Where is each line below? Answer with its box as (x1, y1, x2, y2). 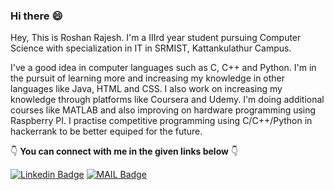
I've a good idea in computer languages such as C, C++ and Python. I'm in (10, 62, 317, 74)
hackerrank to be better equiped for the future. (10, 125, 203, 138)
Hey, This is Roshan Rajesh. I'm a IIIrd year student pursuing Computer (10, 32, 302, 44)
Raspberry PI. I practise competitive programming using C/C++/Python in (10, 115, 313, 127)
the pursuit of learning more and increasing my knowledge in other (10, 72, 286, 84)
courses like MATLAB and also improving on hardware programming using (10, 104, 317, 116)
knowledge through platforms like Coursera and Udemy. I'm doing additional (10, 94, 325, 106)
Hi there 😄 (10, 9, 63, 23)
